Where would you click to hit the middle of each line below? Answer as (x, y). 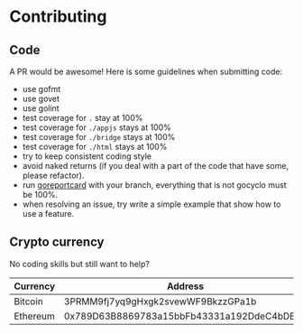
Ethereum (35, 316)
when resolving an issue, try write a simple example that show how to (151, 204)
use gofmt (41, 89)
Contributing (58, 17)
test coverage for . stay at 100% (83, 118)
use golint (41, 108)
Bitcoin (28, 302)
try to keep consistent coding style (87, 156)
